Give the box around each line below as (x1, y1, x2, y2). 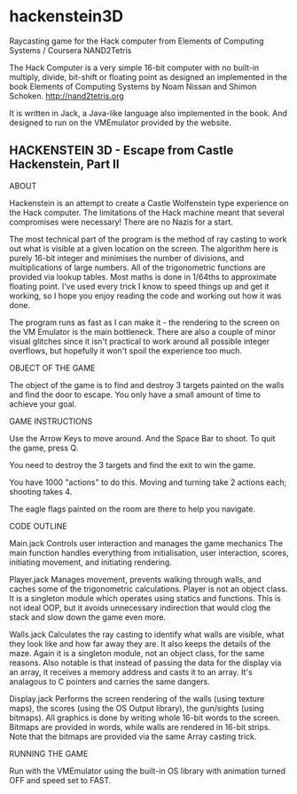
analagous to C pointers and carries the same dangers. (9, 676, 210, 687)
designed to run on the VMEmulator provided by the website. (9, 117, 232, 128)
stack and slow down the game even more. (9, 611, 167, 623)
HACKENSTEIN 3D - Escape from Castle (9, 143, 234, 158)
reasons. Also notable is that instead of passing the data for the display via (9, 657, 282, 668)
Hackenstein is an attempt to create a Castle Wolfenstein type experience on (9, 197, 289, 208)
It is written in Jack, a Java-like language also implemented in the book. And (9, 107, 288, 118)
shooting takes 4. (9, 486, 73, 496)
